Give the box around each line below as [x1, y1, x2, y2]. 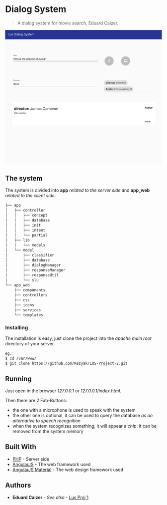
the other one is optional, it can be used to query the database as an [12, 413, 153, 419]
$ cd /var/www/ [5, 356, 37, 361]
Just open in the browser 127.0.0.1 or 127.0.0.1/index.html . [5, 388, 122, 394]
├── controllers [14, 292, 48, 297]
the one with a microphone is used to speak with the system [12, 407, 136, 413]
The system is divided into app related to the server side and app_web [5, 187, 150, 193]
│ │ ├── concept [5, 213, 48, 218]
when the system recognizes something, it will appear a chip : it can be [12, 423, 157, 429]
